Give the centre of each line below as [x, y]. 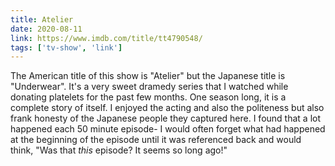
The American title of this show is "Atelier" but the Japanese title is [148, 76]
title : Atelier [42, 19]
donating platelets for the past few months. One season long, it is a [148, 97]
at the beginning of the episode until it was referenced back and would [156, 140]
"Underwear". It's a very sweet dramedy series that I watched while [149, 87]
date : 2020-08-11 [46, 29]
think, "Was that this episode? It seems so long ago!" [119, 150]
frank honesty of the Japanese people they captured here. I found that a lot [165, 118]
